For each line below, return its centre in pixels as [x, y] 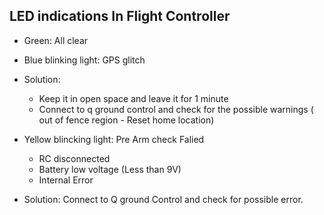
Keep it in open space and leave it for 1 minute [133, 98]
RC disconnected [74, 158]
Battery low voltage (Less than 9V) [110, 169]
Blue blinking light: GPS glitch [84, 60]
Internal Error [66, 180]
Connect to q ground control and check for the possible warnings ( [176, 109]
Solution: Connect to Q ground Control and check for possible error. [163, 199]
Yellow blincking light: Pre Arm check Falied [114, 139]
